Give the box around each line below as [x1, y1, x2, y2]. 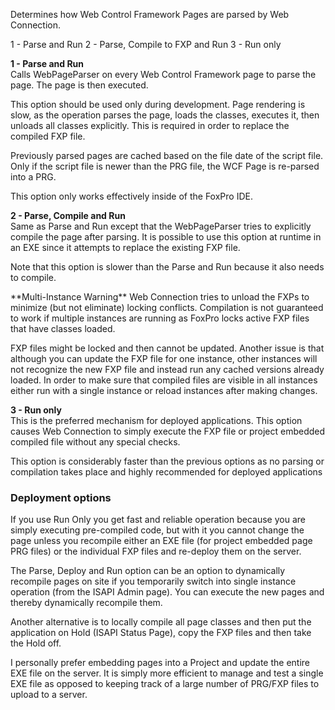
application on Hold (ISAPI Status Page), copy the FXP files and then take [10, 627, 312, 639]
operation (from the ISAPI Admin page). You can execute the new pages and [10, 586, 325, 598]
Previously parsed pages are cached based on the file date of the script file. [10, 150, 324, 161]
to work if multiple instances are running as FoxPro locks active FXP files [10, 312, 310, 324]
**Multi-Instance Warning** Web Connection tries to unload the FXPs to [10, 291, 310, 303]
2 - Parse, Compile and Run [10, 210, 126, 221]
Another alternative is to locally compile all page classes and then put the [10, 616, 312, 628]
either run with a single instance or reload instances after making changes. [10, 385, 318, 396]
